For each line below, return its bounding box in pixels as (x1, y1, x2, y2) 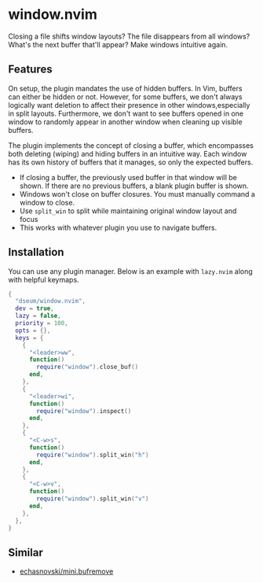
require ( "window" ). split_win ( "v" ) (36, 495, 149, 503)
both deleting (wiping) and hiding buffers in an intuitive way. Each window (8, 149, 247, 158)
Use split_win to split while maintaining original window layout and (19, 206, 237, 216)
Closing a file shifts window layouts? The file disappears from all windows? (8, 31, 250, 41)
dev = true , (15, 304, 55, 312)
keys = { (15, 334, 44, 341)
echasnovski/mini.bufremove (19, 566, 114, 576)
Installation (8, 245, 64, 259)
